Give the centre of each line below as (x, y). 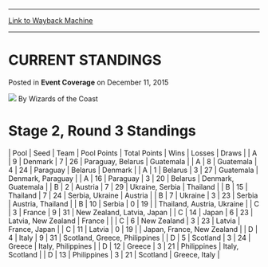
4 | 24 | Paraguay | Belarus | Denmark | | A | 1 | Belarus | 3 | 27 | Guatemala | (134, 170)
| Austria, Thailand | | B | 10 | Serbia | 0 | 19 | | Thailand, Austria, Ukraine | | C (134, 203)
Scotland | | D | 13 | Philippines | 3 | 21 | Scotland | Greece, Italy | (114, 254)
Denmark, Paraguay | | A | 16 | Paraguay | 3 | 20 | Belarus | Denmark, (121, 178)
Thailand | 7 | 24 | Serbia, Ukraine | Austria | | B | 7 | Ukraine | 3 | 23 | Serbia (133, 195)
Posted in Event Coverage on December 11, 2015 (89, 82)
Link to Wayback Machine (51, 20)
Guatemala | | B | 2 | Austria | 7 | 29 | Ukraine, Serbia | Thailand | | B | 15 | (128, 187)
